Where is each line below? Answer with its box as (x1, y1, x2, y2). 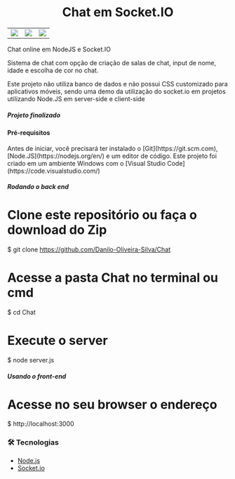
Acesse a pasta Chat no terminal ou (7, 270, 219, 286)
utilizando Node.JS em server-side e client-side (7, 94, 145, 103)
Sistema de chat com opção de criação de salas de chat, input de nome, (7, 58, 216, 67)
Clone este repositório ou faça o (7, 207, 198, 223)
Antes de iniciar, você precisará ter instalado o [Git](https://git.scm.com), (7, 144, 218, 152)
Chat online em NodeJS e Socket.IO (7, 45, 111, 53)
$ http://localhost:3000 (7, 419, 75, 428)
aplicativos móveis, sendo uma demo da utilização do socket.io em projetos (7, 87, 226, 96)
